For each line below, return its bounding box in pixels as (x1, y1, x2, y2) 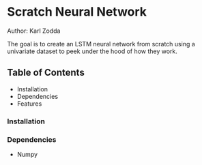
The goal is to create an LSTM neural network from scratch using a (7, 40, 196, 48)
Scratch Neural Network (7, 4, 147, 20)
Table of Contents (7, 67, 85, 78)
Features (16, 100, 42, 108)
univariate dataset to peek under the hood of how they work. (7, 47, 177, 55)
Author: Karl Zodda (7, 27, 61, 35)
